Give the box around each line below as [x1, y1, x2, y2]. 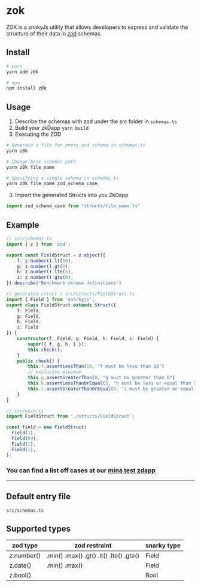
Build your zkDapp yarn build [14, 124, 89, 132]
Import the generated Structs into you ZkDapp [14, 192, 129, 199]
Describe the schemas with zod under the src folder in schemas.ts [14, 118, 178, 125]
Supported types [6, 524, 71, 534]
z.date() [9, 561, 32, 570]
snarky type [145, 541, 181, 550]
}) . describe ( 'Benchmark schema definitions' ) [6, 280, 121, 286]
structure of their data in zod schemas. [6, 29, 102, 37]
